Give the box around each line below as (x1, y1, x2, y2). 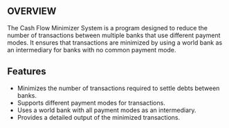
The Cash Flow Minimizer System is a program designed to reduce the (7, 23, 208, 32)
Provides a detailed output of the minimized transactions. (17, 113, 181, 121)
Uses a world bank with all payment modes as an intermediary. (17, 106, 196, 114)
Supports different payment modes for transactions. (17, 98, 166, 107)
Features (7, 65, 46, 78)
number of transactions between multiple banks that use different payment (7, 31, 221, 39)
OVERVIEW (7, 6, 57, 17)
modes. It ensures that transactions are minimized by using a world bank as (7, 38, 223, 47)
